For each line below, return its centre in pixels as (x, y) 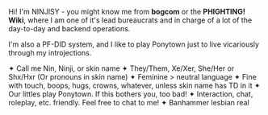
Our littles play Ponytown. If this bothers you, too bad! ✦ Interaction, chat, (131, 94)
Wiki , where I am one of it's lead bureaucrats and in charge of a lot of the (130, 20)
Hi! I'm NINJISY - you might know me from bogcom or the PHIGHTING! (127, 12)
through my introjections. (50, 53)
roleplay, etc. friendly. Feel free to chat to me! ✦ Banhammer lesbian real (129, 103)
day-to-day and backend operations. (69, 29)
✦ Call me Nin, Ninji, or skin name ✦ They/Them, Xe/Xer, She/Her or (121, 68)
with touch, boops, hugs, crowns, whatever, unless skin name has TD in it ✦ (134, 85)
